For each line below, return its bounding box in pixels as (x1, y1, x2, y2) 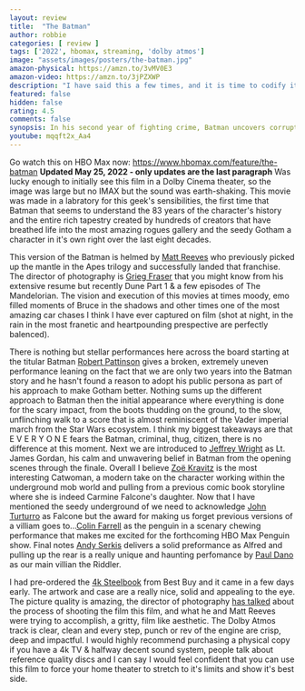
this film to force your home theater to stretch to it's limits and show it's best (9, 663, 295, 674)
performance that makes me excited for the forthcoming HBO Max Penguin (9, 529, 290, 541)
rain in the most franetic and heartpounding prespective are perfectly (9, 319, 269, 330)
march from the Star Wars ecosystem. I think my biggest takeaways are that (9, 424, 293, 435)
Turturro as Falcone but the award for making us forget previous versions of (9, 510, 293, 521)
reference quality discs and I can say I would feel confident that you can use (9, 654, 295, 665)
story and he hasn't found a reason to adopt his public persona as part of (9, 375, 283, 386)
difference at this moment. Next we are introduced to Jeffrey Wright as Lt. (9, 443, 286, 454)
